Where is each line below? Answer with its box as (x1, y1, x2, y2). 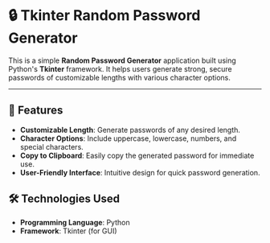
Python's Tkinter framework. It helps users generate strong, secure (8, 64, 233, 73)
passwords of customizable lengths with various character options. (8, 72, 231, 82)
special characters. (19, 142, 84, 151)
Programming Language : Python (19, 217, 130, 227)
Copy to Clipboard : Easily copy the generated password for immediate (19, 150, 255, 160)
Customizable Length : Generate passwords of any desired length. (19, 125, 241, 134)
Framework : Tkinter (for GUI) (19, 226, 118, 236)
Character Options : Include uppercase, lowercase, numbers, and (19, 134, 237, 143)
